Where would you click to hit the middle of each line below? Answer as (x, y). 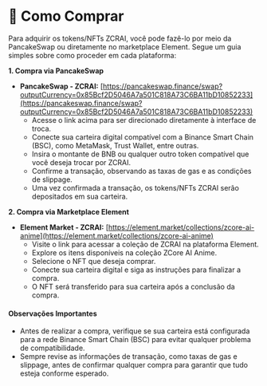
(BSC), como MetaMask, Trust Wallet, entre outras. (115, 145)
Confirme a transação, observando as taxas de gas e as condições (141, 171)
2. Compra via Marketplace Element (69, 211)
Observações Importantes (53, 313)
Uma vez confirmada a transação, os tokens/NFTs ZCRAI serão (135, 187)
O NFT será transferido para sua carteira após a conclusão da (133, 286)
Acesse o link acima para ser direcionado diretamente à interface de (144, 120)
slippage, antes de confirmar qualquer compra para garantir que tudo (134, 365)
